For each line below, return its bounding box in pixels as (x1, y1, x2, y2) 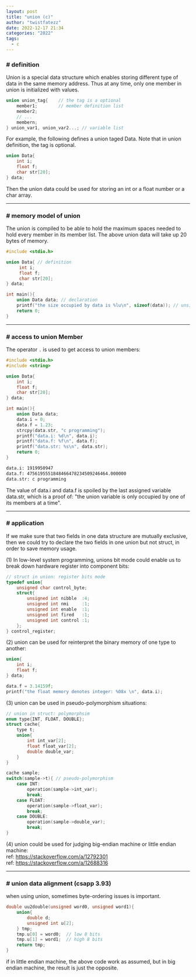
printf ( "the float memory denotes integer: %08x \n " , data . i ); (6, 688, 163, 694)
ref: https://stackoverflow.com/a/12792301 (6, 853, 108, 860)
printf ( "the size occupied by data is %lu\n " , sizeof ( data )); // (16, 303, 179, 308)
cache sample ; (6, 770, 41, 776)
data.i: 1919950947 (6, 465, 54, 471)
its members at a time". (6, 499, 61, 506)
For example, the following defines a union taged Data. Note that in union (6, 135, 182, 142)
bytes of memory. (6, 238, 48, 245)
